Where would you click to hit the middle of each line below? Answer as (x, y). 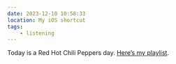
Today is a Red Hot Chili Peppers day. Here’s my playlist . (88, 53)
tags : (15, 26)
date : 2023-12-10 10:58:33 (46, 14)
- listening (37, 33)
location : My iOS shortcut (46, 20)
